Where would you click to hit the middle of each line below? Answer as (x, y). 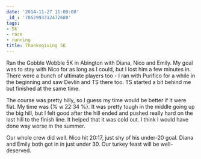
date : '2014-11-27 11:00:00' (43, 12)
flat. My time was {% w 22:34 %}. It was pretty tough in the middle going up (100, 106)
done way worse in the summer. (46, 126)
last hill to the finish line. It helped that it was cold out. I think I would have (97, 119)
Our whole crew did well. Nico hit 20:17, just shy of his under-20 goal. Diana (100, 137)
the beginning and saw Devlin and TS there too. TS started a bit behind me (99, 82)
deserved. (19, 150)
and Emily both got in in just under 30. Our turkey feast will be (83, 144)
